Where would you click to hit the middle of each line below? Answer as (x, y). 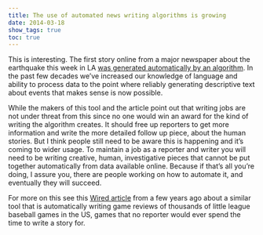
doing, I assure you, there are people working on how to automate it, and (126, 175)
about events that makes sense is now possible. (86, 93)
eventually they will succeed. (55, 183)
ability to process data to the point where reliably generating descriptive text (131, 85)
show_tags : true (35, 30)
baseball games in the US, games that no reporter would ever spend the (124, 215)
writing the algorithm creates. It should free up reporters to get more (119, 125)
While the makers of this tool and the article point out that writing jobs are (127, 108)
